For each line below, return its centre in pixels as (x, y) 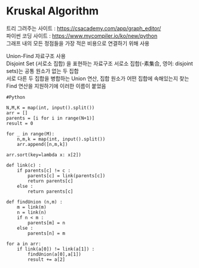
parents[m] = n (47, 223)
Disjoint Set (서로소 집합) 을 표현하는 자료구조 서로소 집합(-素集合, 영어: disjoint (99, 63)
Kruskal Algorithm (53, 11)
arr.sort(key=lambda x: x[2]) (44, 155)
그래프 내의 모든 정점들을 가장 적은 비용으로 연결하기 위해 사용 (78, 43)
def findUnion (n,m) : (34, 202)
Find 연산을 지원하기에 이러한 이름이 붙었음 (56, 86)
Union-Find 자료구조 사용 (36, 56)
